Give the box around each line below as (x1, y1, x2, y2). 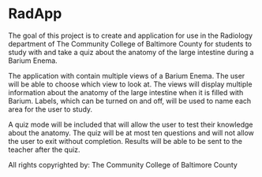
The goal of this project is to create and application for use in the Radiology (8, 31, 253, 40)
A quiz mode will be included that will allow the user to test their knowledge (8, 120, 253, 129)
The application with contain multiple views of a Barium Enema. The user (8, 71, 245, 80)
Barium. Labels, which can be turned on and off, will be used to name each (8, 96, 252, 105)
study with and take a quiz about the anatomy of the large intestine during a (8, 47, 254, 57)
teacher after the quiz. (8, 145, 80, 154)
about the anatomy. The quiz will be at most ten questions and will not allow (8, 127, 255, 138)
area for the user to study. (8, 104, 93, 114)
